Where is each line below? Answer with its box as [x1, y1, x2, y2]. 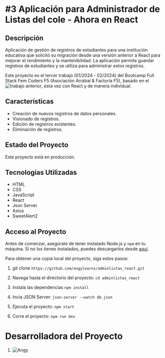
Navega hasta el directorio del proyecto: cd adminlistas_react [12, 275, 140, 281]
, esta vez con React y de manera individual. [41, 83, 132, 89]
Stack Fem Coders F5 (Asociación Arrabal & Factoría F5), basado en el [5, 78, 150, 83]
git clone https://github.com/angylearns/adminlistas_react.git [12, 265, 145, 271]
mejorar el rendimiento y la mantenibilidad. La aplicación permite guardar [5, 58, 155, 63]
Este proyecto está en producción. [5, 154, 75, 160]
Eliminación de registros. [12, 126, 63, 132]
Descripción [5, 34, 44, 42]
